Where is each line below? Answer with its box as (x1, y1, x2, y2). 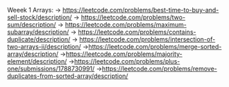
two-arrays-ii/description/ (7, 43, 81, 50)
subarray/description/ (7, 28, 69, 36)
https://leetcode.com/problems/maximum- (65, 21, 187, 28)
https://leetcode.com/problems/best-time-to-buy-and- (62, 6, 219, 14)
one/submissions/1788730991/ (7, 65, 95, 72)
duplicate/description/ (7, 35, 71, 43)
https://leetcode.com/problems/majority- (65, 50, 183, 58)
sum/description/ (7, 21, 57, 28)
